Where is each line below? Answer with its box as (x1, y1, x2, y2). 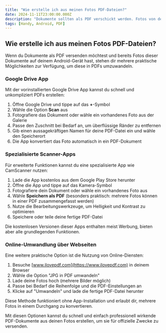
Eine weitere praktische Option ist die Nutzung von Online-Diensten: (5, 252, 144, 258)
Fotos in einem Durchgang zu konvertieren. (5, 303, 93, 309)
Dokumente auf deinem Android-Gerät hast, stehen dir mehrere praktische (5, 58, 157, 64)
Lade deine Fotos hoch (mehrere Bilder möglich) (12, 277, 111, 283)
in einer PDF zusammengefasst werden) (12, 198, 94, 204)
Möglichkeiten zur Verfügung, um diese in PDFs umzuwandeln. (5, 63, 133, 69)
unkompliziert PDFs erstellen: (5, 92, 65, 98)
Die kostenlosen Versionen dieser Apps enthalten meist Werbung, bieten (5, 223, 153, 229)
